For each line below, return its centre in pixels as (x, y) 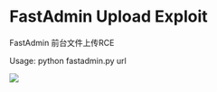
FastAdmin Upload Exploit (108, 17)
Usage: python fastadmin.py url (68, 60)
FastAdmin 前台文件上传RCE (62, 42)
